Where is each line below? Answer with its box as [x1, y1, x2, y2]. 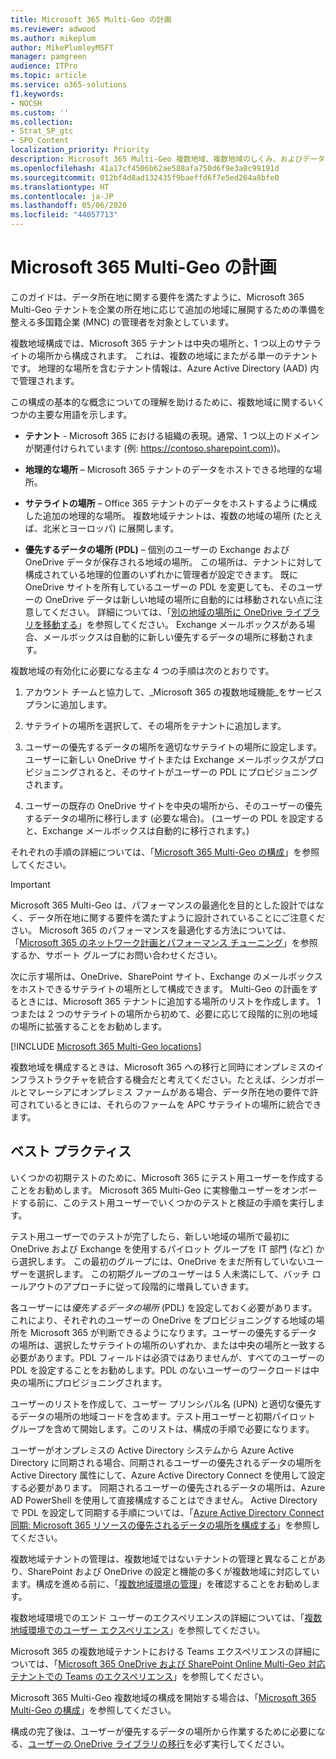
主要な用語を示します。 [36, 408, 133, 420]
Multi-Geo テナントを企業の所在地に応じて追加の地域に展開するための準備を [10, 303, 326, 315]
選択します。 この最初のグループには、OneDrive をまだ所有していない [18, 1255, 307, 1267]
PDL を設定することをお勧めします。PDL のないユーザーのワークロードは [10, 1364, 312, 1376]
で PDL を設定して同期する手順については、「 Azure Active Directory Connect [10, 1506, 325, 1518]
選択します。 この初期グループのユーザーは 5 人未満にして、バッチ [36, 1267, 310, 1280]
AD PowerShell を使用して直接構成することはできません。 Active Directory [10, 1494, 318, 1506]
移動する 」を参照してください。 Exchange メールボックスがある [42, 618, 307, 630]
